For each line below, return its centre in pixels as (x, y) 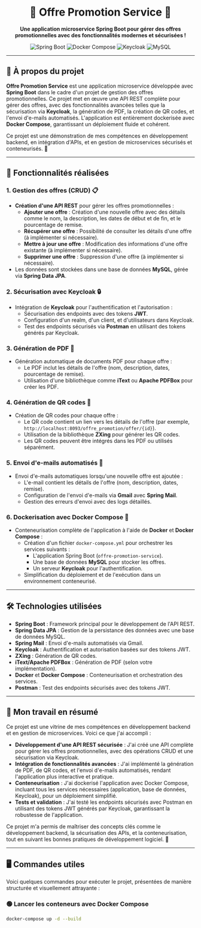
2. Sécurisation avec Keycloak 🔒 (54, 292)
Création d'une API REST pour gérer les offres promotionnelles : (95, 206)
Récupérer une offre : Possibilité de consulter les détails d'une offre (108, 231)
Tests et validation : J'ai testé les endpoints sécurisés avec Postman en (103, 802)
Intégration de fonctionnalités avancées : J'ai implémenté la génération (104, 764)
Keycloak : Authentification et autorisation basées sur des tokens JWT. (103, 649)
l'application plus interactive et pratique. (64, 776)
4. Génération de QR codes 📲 (49, 402)
